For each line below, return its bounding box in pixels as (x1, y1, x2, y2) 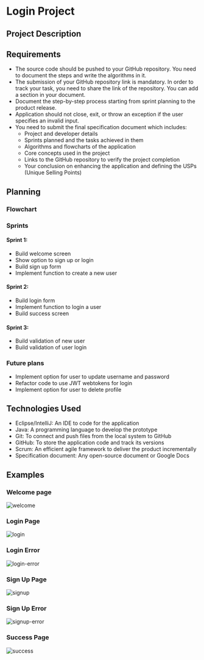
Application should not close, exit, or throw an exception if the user (15, 111, 184, 118)
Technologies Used (6, 403, 81, 414)
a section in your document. (15, 91, 86, 99)
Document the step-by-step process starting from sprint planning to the (15, 98, 196, 105)
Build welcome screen (15, 250, 71, 257)
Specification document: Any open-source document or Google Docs (15, 452, 190, 460)
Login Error (6, 546, 40, 555)
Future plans (6, 359, 44, 367)
